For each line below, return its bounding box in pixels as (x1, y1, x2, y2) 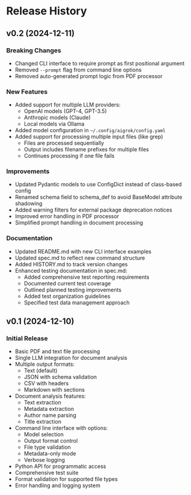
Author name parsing (23, 411, 76, 419)
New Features (6, 87, 48, 96)
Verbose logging (23, 457, 65, 464)
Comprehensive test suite (14, 469, 79, 476)
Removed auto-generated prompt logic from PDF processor (14, 72, 163, 79)
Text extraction (23, 399, 61, 406)
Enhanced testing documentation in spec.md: (14, 267, 127, 274)
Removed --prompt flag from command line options (14, 66, 142, 73)
